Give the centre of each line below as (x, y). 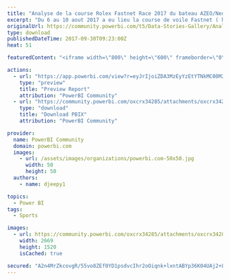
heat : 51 (20, 45)
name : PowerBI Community (49, 140)
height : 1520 (38, 247)
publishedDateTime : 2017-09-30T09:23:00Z (67, 39)
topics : (18, 196)
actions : (20, 70)
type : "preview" (43, 83)
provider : (21, 133)
